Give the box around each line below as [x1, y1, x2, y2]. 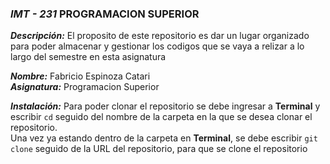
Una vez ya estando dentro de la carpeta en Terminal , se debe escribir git [10, 132, 318, 144]
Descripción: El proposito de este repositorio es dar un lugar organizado [10, 30, 310, 42]
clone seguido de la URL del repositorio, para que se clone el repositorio [10, 143, 308, 155]
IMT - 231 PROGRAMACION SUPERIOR [10, 7, 200, 21]
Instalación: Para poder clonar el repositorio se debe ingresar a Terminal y [10, 100, 321, 112]
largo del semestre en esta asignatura [10, 51, 167, 63]
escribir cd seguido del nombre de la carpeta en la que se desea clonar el [10, 111, 313, 123]
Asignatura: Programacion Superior [10, 81, 160, 93]
